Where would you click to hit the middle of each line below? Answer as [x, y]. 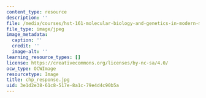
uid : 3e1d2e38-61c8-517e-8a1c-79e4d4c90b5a [63, 86]
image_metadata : [27, 35]
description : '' [27, 18]
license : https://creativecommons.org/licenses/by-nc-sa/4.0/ [87, 63]
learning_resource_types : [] [44, 57]
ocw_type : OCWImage [31, 68]
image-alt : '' [30, 52]
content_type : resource [37, 12]
